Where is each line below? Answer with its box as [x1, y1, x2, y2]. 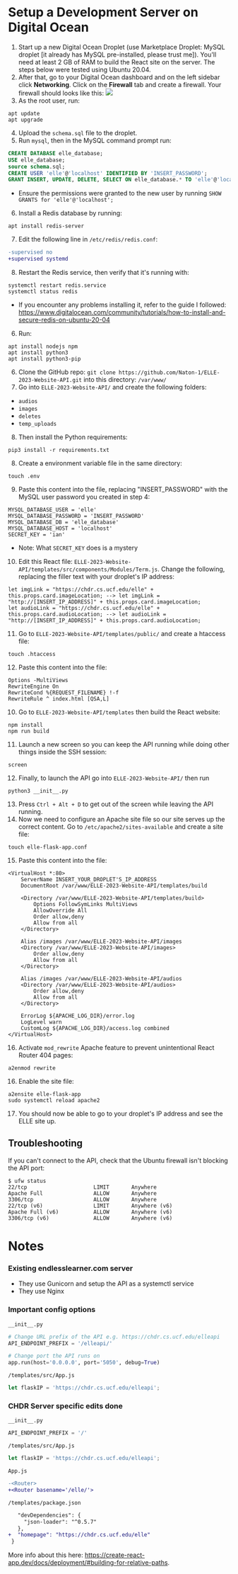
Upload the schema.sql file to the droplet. [18, 128, 138, 137]
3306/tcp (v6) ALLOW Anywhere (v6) [8, 1214, 173, 1222]
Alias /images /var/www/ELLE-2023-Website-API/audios [20, 975, 182, 983]
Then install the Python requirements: [18, 433, 128, 441]
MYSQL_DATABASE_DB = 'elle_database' [8, 519, 119, 526]
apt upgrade [8, 116, 43, 123]
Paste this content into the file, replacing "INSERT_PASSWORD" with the [18, 485, 228, 494]
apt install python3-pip [8, 356, 81, 363]
